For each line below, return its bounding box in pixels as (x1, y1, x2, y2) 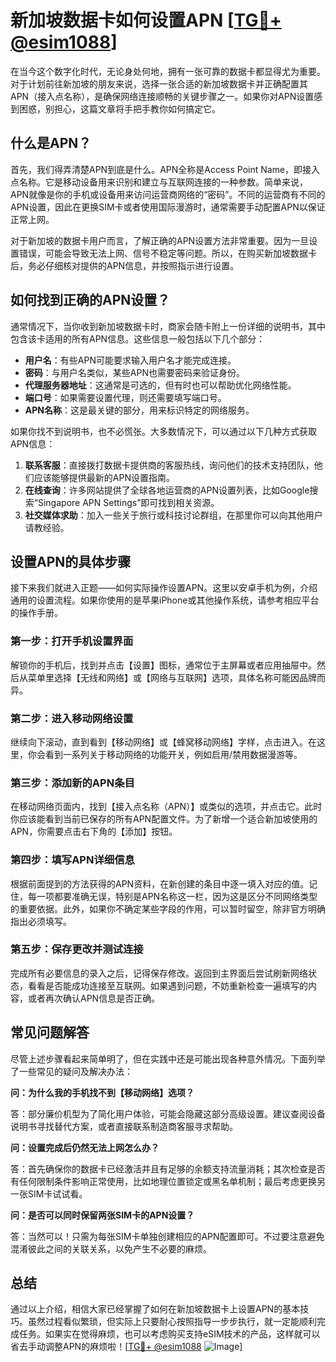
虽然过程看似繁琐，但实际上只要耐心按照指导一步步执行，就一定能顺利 (27, 1316, 317, 1328)
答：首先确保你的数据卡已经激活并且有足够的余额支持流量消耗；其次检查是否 (10, 1162, 326, 1175)
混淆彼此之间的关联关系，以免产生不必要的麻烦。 (10, 1242, 212, 1255)
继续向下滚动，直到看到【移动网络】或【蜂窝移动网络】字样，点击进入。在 (10, 736, 317, 748)
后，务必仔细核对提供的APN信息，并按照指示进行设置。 (10, 259, 240, 271)
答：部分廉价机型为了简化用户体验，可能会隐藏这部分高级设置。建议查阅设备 (10, 1107, 326, 1120)
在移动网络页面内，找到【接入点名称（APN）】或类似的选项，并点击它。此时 (10, 801, 323, 813)
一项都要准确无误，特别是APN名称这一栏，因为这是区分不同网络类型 (36, 890, 318, 902)
